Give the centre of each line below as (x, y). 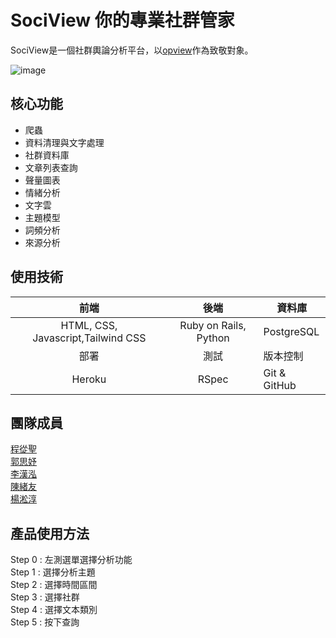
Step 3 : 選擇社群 (45, 597)
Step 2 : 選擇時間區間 (54, 585)
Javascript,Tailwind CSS (89, 338)
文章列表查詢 (51, 167)
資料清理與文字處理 (64, 142)
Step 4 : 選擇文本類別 (54, 610)
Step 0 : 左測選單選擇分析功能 (71, 560)
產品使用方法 (50, 533)
